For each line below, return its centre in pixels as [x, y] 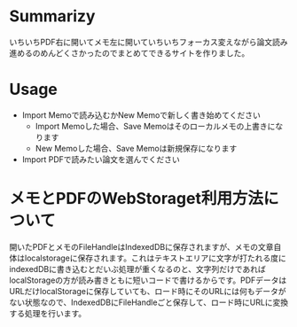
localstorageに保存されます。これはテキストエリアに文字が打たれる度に [155, 258]
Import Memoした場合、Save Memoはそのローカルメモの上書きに [155, 126]
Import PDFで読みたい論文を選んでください [101, 159]
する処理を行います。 [48, 313]
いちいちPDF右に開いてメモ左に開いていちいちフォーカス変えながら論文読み [148, 42]
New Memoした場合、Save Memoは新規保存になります [136, 148]
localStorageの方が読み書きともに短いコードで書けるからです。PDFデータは [148, 280]
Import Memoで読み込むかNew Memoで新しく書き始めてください [141, 115]
